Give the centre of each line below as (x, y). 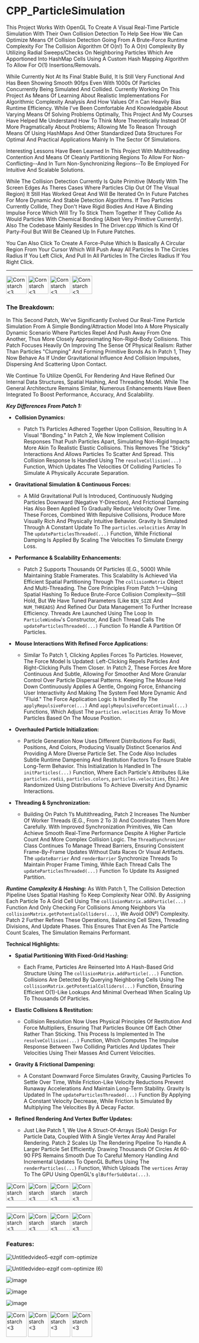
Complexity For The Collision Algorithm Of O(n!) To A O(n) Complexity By (95, 46)
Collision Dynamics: (40, 417)
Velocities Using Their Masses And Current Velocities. (89, 1053)
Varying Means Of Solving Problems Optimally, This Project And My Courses (99, 114)
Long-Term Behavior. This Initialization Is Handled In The (92, 766)
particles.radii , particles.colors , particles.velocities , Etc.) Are (106, 779)
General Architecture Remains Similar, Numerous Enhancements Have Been (98, 388)
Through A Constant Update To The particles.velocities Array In (105, 528)
